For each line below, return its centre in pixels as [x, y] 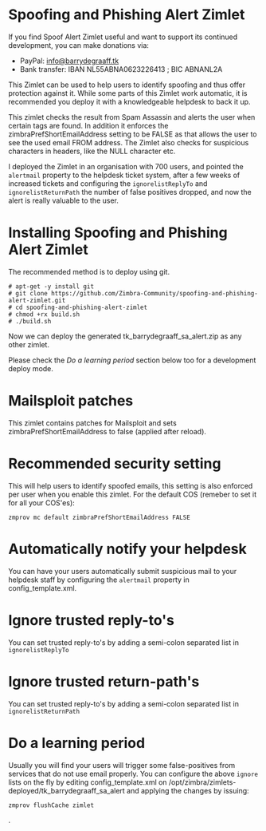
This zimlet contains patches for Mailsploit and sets [92, 423]
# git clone [28, 293]
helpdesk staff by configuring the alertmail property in [99, 580]
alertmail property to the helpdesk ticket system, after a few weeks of [124, 175]
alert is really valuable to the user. [64, 200]
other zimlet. [29, 344]
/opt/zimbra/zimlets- [202, 782]
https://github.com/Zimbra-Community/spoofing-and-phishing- [155, 293]
